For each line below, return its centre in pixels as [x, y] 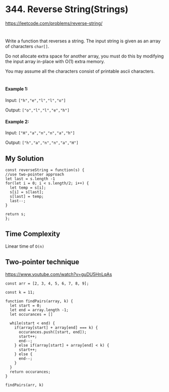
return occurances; [30, 372]
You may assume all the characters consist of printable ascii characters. [80, 71]
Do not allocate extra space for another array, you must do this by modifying [84, 56]
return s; [16, 214]
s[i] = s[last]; [27, 192]
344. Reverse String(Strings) [67, 9]
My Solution [25, 158]
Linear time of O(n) [25, 246]
